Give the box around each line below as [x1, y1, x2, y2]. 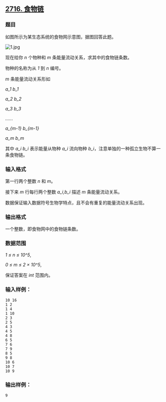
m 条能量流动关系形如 [5, 75, 51, 82]
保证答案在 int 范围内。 [5, 272, 53, 278]
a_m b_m [5, 135, 24, 141]
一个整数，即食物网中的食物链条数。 [5, 226, 81, 232]
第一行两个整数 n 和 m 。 [5, 178, 56, 184]
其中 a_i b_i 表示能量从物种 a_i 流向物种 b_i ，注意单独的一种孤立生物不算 [5, 145, 157, 151]
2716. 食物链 [5, 5, 44, 14]
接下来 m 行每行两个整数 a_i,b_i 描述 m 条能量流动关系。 [5, 189, 122, 195]
